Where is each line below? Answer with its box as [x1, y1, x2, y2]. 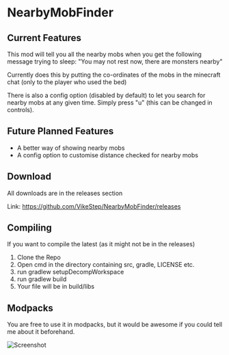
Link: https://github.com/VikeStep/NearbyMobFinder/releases [7, 202, 181, 210]
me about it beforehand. [7, 328, 75, 336]
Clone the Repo [16, 253, 62, 261]
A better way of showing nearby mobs [16, 144, 125, 152]
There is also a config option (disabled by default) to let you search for [7, 91, 206, 99]
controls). [7, 106, 34, 114]
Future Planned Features [7, 125, 114, 137]
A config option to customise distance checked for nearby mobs [16, 150, 198, 159]
